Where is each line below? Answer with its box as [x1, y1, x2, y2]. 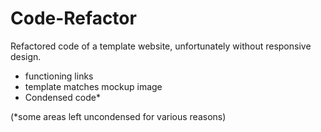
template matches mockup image [24, 80, 163, 92]
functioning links [24, 70, 94, 82]
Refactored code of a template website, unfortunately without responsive [10, 40, 312, 52]
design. [10, 50, 42, 62]
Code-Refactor [10, 7, 137, 30]
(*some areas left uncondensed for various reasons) [10, 110, 227, 122]
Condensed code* [24, 91, 101, 103]
